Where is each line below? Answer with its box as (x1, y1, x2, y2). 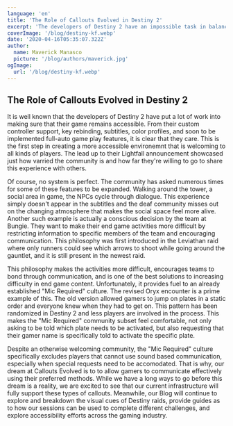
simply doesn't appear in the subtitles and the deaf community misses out (7, 199, 219, 208)
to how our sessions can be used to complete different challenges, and (7, 404, 210, 412)
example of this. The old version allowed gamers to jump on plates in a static (7, 295, 226, 303)
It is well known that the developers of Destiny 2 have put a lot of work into (7, 113, 221, 121)
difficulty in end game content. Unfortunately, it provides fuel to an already (7, 279, 221, 288)
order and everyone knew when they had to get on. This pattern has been (7, 302, 218, 310)
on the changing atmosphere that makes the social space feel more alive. (7, 207, 216, 215)
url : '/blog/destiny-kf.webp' (13, 68, 101, 75)
